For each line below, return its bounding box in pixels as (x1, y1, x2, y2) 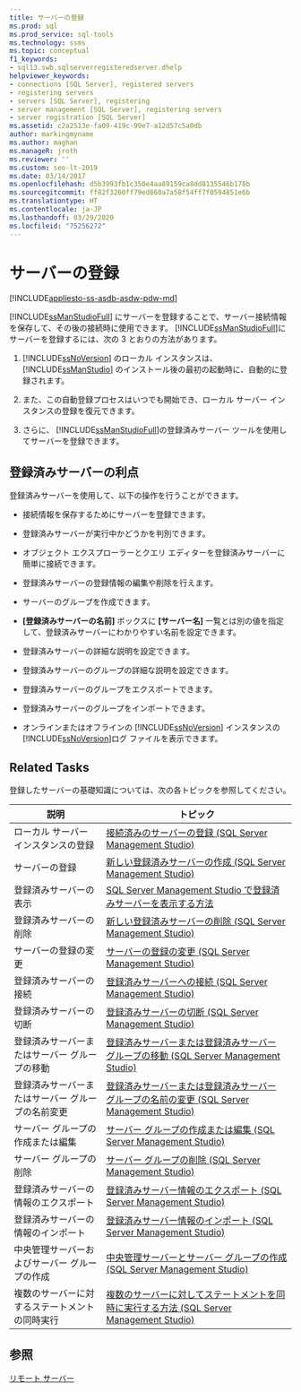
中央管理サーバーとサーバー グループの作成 (106, 1251, 288, 1264)
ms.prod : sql (9, 22, 58, 30)
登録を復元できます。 (61, 405, 141, 417)
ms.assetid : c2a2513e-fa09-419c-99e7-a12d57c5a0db (9, 122, 202, 131)
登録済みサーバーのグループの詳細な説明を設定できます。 (21, 665, 234, 676)
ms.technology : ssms (9, 38, 87, 48)
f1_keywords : (9, 55, 58, 64)
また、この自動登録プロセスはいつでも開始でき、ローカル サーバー (21, 394, 268, 405)
